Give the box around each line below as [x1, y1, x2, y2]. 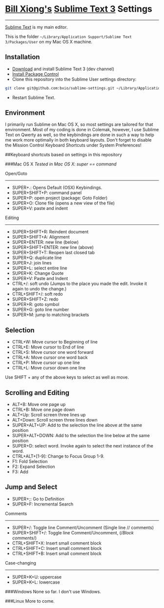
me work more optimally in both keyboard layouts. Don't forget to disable [5, 137, 152, 143]
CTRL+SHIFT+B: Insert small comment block [12, 550, 102, 556]
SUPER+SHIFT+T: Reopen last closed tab [12, 250, 95, 256]
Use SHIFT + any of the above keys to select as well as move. [5, 374, 129, 380]
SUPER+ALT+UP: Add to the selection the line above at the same [12, 422, 143, 428]
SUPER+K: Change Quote [12, 270, 64, 276]
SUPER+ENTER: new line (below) [12, 239, 79, 245]
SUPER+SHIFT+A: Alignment [12, 234, 70, 240]
